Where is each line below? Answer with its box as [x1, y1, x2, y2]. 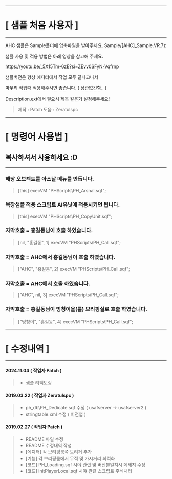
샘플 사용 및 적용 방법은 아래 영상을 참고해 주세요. [5, 53, 104, 59]
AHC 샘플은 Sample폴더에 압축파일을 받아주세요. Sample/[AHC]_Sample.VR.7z [5, 42, 166, 49]
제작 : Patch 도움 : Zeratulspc [17, 106, 78, 112]
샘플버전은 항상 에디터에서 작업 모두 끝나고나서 [5, 74, 99, 80]
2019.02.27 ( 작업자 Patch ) [5, 424, 63, 430]
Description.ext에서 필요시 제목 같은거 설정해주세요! [5, 96, 110, 102]
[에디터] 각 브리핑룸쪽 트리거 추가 [25, 449, 92, 455]
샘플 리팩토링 [25, 379, 52, 386]
